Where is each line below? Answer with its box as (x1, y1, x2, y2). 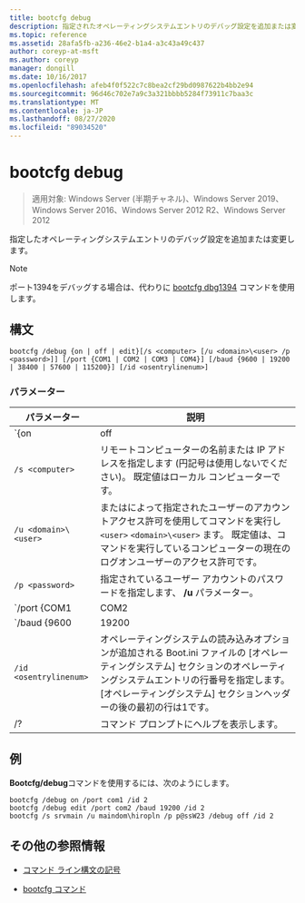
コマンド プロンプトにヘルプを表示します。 (99, 718, 283, 731)
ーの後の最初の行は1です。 (99, 701, 215, 713)
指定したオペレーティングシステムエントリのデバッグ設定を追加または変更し (9, 233, 295, 244)
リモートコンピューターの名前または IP (99, 444, 266, 456)
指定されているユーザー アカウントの (99, 573, 257, 585)
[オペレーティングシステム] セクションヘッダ (99, 687, 291, 700)
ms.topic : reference (9, 30, 88, 39)
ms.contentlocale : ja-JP (9, 106, 103, 115)
